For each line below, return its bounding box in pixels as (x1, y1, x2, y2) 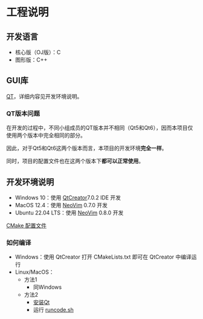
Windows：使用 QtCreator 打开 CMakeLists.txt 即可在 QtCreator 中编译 (14, 253, 192, 260)
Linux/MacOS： (14, 268, 54, 275)
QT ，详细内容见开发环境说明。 (6, 92, 83, 100)
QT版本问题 (6, 109, 40, 118)
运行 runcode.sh (33, 306, 74, 314)
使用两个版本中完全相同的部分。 (6, 132, 86, 139)
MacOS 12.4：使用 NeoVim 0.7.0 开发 (14, 201, 108, 208)
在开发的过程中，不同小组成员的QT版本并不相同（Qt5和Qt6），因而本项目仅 (6, 124, 193, 132)
